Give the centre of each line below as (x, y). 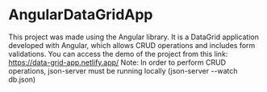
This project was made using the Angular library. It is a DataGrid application (134, 37)
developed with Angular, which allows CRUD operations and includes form (132, 45)
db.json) (22, 79)
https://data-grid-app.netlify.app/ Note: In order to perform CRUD (117, 62)
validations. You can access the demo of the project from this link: (118, 54)
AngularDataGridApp (81, 15)
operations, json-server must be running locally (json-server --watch (123, 70)
